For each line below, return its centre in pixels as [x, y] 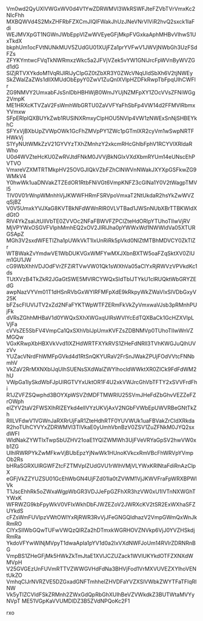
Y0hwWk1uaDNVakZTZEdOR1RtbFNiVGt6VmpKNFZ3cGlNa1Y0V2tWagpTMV [102, 182]
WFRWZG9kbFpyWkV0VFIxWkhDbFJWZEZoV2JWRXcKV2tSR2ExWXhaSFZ [101, 504]
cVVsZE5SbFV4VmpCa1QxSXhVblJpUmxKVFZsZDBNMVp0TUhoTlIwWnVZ [100, 330]
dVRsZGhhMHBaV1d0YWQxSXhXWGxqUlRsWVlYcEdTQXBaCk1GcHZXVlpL [100, 318]
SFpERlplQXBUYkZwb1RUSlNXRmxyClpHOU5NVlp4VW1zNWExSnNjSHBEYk [102, 118]
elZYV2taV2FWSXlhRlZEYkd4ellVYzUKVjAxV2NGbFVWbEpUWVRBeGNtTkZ [101, 408]
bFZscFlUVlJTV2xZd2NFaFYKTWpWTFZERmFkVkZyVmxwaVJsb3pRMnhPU [102, 305]
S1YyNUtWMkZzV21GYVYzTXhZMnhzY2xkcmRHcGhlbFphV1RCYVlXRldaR [99, 144]
